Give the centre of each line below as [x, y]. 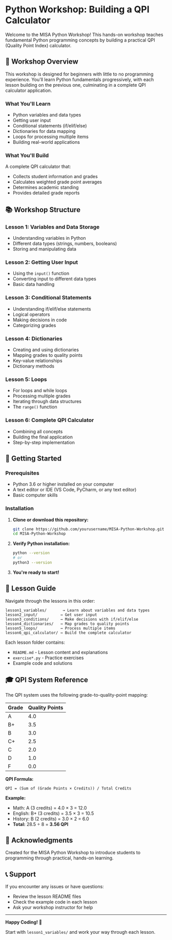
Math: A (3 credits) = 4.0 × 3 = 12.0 [50, 808]
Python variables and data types [47, 115]
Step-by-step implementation [44, 442]
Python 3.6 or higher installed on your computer [63, 484]
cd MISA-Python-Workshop [39, 534]
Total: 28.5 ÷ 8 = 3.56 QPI [40, 824]
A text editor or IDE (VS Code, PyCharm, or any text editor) [74, 490]
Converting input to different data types [54, 279]
